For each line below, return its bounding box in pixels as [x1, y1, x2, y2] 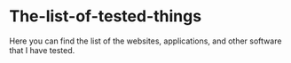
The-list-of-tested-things [9, 6, 202, 27]
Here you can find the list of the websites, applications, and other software [9, 35, 282, 46]
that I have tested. [9, 44, 75, 55]
